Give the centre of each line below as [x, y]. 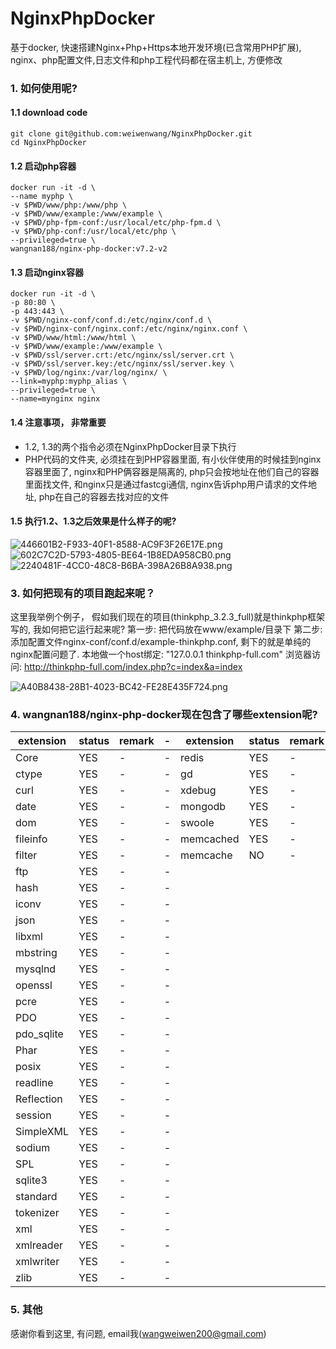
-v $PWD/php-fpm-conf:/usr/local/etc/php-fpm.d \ [116, 223]
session [33, 1115]
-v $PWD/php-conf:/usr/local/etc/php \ [93, 232]
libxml [29, 937]
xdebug [198, 790]
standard [36, 1197]
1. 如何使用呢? [44, 88]
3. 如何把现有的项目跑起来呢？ [83, 593]
